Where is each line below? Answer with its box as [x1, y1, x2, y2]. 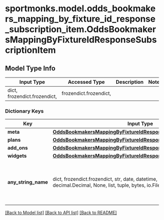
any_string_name [7, 179, 48, 186]
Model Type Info [5, 64, 56, 73]
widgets [7, 152, 27, 159]
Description [116, 79, 144, 85]
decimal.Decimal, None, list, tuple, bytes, [53, 182, 146, 189]
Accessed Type [67, 79, 105, 85]
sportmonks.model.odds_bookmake [5, 3, 156, 14]
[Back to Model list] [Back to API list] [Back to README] [5, 210, 117, 216]
